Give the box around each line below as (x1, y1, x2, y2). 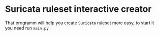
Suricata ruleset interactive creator (5, 3, 152, 15)
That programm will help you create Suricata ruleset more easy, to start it (5, 20, 154, 26)
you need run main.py (5, 25, 49, 31)
